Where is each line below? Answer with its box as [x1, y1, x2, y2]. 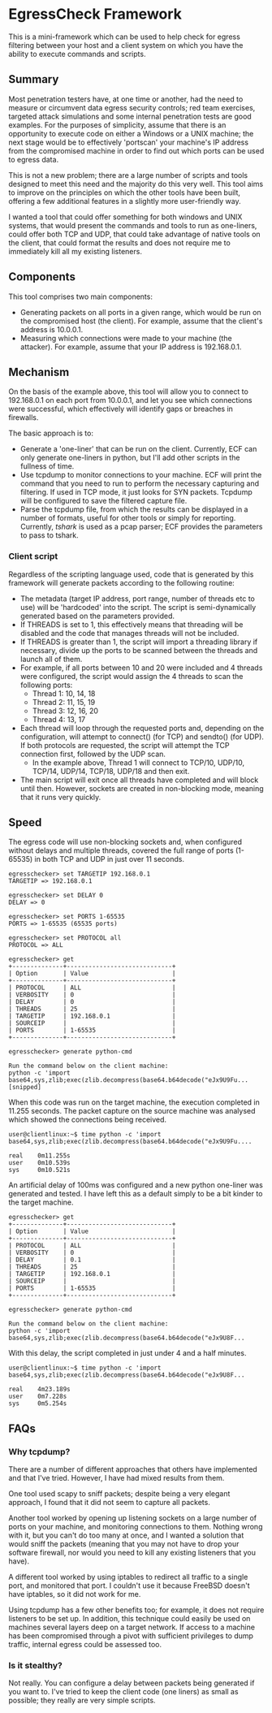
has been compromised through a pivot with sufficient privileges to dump [8, 1631, 254, 1641]
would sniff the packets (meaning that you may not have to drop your [8, 1539, 240, 1549]
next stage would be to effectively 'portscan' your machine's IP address [8, 137, 249, 147]
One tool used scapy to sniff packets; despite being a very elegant [8, 1489, 231, 1499]
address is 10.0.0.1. [19, 324, 84, 334]
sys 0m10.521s [8, 1166, 71, 1174]
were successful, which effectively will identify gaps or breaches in [8, 404, 234, 414]
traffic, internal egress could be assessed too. [8, 1640, 162, 1650]
